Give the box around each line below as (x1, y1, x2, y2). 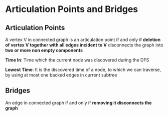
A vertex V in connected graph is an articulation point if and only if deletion (5, 36, 161, 42)
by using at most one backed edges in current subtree (5, 72, 117, 78)
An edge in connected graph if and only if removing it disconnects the (5, 99, 152, 105)
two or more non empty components (5, 47, 83, 53)
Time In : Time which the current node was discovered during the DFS (5, 57, 149, 63)
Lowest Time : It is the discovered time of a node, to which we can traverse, (5, 66, 161, 72)
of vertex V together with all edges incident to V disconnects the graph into (5, 42, 163, 48)
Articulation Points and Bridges (5, 3, 138, 15)
